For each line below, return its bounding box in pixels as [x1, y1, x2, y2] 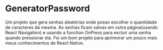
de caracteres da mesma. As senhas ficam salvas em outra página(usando [5, 24, 158, 30]
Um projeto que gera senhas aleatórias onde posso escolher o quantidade [5, 19, 158, 25]
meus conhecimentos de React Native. [5, 40, 84, 46]
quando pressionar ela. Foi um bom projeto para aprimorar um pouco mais [5, 35, 158, 41]
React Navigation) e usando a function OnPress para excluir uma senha [5, 29, 152, 35]
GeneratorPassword [5, 3, 90, 14]
